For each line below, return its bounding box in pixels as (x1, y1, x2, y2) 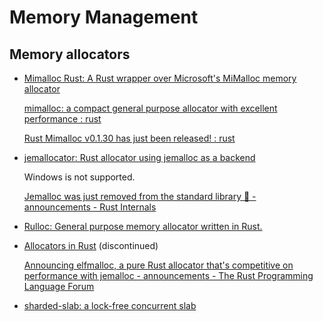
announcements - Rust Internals (23, 201, 157, 213)
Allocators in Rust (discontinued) (23, 240, 159, 251)
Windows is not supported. (23, 171, 136, 183)
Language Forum (23, 281, 95, 292)
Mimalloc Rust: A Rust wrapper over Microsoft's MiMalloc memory (23, 72, 297, 84)
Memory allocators (9, 46, 131, 63)
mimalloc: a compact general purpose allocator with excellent (23, 102, 278, 114)
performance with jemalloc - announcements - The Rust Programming (23, 270, 314, 281)
